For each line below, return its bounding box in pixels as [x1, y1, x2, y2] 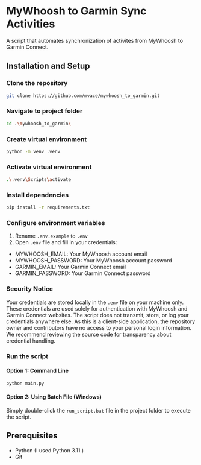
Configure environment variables [6, 219, 105, 227]
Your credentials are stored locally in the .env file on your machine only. [6, 299, 184, 306]
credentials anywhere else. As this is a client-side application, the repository [6, 318, 196, 325]
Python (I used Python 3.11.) [14, 446, 84, 454]
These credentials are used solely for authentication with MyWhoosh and [6, 305, 188, 312]
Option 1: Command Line [6, 367, 69, 375]
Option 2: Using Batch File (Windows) [6, 393, 102, 400]
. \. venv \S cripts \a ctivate [6, 177, 71, 183]
